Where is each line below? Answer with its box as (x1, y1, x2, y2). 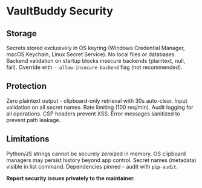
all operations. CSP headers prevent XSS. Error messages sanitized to (6, 110, 180, 117)
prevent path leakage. (6, 116, 61, 123)
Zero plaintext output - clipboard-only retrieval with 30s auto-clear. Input (6, 97, 187, 104)
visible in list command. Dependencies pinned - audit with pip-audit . (6, 163, 178, 170)
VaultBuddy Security (6, 4, 114, 18)
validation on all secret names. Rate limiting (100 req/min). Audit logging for (6, 103, 194, 111)
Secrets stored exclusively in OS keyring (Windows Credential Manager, (6, 44, 186, 51)
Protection (6, 81, 47, 91)
